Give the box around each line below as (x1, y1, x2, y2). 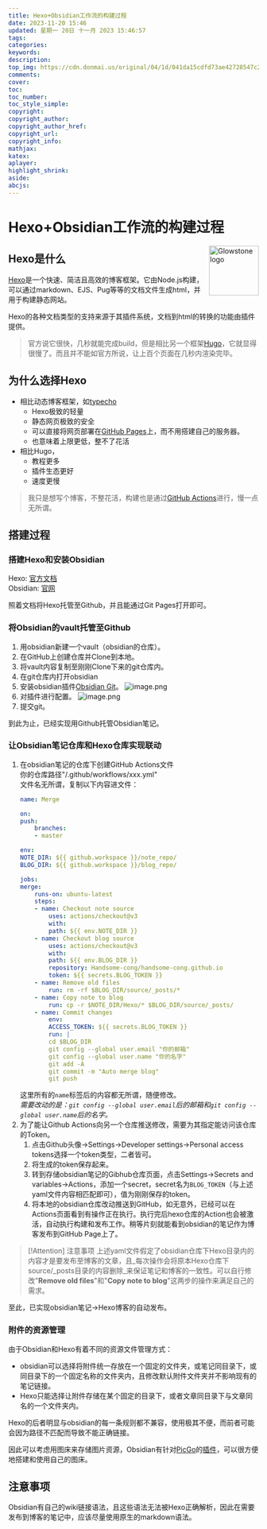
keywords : (8, 48, 41, 56)
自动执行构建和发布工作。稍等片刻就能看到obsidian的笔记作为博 (45, 1219, 255, 1229)
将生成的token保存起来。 (31, 1159, 114, 1169)
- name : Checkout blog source (34, 935, 134, 943)
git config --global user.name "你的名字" (48, 1052, 187, 1061)
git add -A (48, 1060, 85, 1068)
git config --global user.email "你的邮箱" (48, 1045, 190, 1053)
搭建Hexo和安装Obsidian (8, 554, 105, 565)
